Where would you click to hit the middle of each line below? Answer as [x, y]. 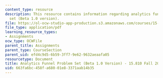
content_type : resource [29, 9]
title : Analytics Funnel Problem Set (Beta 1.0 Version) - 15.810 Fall [79, 63]
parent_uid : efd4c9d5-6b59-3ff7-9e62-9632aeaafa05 [57, 55]
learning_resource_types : [31, 32]
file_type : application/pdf [33, 28]
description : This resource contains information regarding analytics [78, 14]
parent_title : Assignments [32, 46]
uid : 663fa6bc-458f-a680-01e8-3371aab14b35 [50, 68]
